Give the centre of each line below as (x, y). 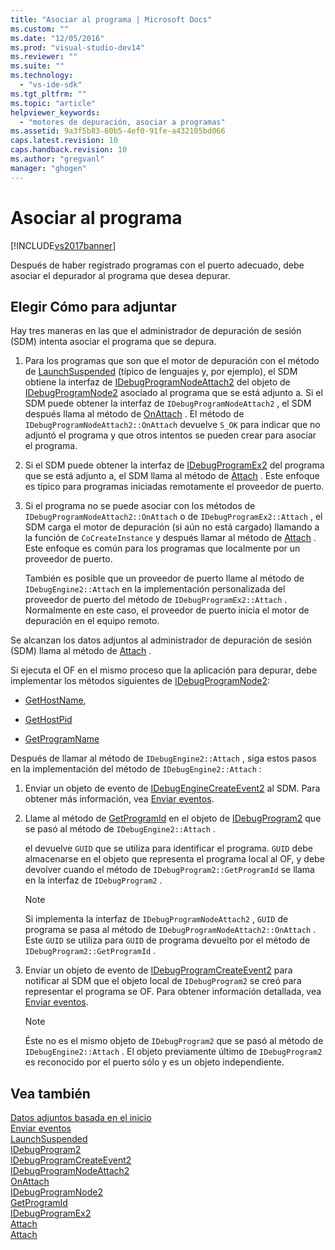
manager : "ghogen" (48, 168)
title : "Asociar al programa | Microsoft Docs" (111, 19)
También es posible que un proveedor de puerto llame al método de (164, 578)
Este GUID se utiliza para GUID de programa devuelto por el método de (167, 940)
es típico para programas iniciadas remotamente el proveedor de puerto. (174, 487)
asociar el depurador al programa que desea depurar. (120, 275)
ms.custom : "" (40, 29)
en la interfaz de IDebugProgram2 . (93, 880)
